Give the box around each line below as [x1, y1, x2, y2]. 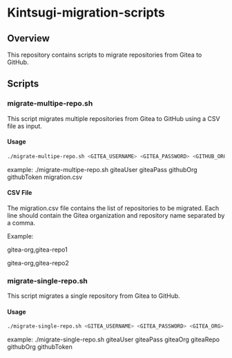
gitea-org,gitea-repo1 [7, 245, 68, 254]
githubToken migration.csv [7, 173, 83, 181]
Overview [7, 32, 50, 44]
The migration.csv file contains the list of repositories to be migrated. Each [7, 204, 220, 212]
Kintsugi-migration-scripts [7, 5, 166, 21]
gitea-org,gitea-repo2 [7, 258, 69, 267]
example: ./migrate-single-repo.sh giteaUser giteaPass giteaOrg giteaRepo [7, 335, 220, 343]
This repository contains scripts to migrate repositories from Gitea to [7, 50, 202, 59]
